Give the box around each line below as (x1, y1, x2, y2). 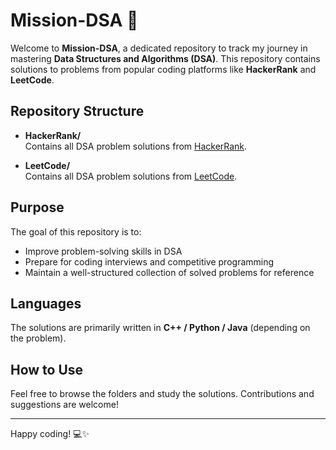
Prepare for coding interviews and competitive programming (24, 255, 275, 268)
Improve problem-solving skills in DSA (24, 245, 183, 257)
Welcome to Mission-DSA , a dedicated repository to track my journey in (10, 42, 308, 54)
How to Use (10, 361, 84, 378)
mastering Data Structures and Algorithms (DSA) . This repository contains (10, 52, 321, 64)
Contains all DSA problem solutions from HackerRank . (24, 140, 248, 152)
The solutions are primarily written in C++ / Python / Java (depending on (10, 322, 311, 334)
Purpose (10, 199, 65, 216)
